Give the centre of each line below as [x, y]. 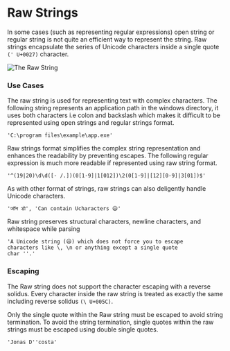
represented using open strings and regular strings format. [91, 123]
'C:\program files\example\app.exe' [60, 136]
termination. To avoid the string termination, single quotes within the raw [110, 322]
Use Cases [26, 85]
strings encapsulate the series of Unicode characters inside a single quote [113, 46]
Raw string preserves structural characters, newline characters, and [104, 222]
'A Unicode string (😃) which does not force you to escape [95, 242]
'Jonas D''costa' [32, 342]
